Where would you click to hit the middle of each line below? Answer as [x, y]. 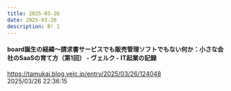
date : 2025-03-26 [32, 20]
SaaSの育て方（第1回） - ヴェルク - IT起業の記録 [88, 58]
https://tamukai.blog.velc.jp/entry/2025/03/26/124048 [84, 74]
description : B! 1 [33, 26]
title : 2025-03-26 [33, 13]
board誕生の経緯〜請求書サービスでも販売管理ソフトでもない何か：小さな [112, 49]
